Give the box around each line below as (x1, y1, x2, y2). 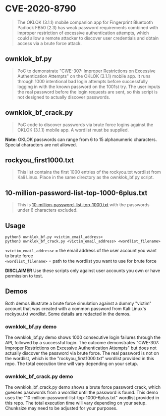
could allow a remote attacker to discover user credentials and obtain (17, 35, 159, 41)
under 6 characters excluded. (17, 207, 78, 213)
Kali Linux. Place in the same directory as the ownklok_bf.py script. (17, 174, 154, 181)
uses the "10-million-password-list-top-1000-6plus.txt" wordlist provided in (5, 395, 160, 401)
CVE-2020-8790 (5, 3, 76, 14)
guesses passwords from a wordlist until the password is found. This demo (5, 389, 159, 396)
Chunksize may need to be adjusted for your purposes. (5, 405, 118, 411)
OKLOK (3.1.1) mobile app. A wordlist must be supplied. (17, 127, 129, 133)
